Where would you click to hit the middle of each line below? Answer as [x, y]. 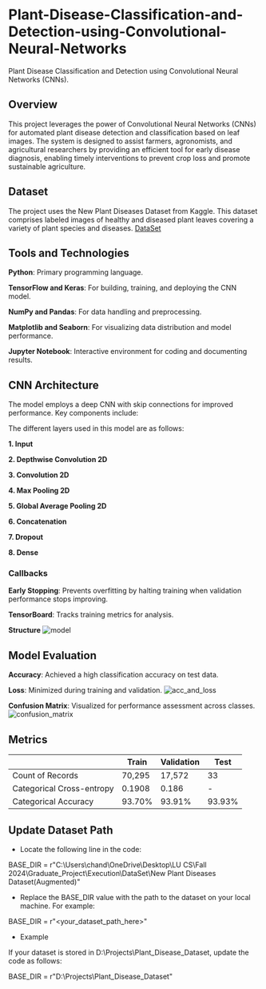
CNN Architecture [54, 385]
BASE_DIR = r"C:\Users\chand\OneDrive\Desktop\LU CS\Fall [107, 864]
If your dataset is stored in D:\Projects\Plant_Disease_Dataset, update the [129, 952]
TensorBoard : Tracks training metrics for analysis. [91, 615]
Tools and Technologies [69, 253]
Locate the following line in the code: [81, 849]
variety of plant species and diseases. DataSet [85, 228]
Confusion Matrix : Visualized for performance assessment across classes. [132, 706]
